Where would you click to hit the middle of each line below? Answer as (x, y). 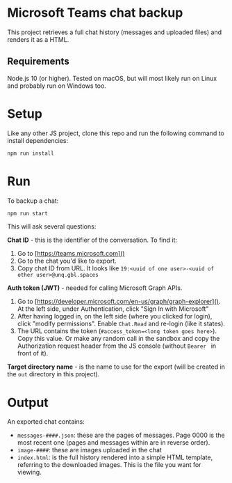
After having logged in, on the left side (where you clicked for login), (115, 316)
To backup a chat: (33, 201)
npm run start (28, 213)
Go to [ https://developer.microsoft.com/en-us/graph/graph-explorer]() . (119, 302)
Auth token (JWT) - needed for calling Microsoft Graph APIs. (95, 288)
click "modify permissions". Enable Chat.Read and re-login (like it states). (121, 324)
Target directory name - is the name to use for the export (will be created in (116, 367)
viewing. (29, 473)
